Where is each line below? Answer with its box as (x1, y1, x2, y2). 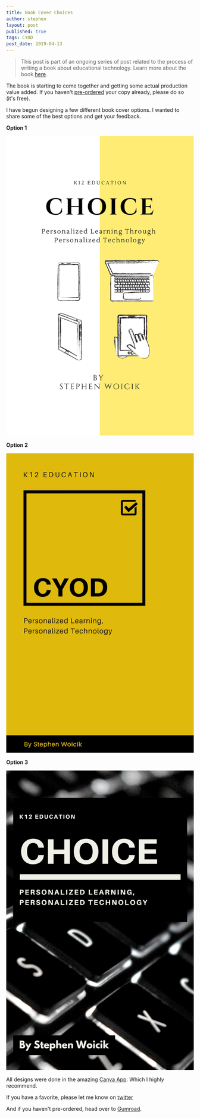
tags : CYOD (6, 35, 33, 41)
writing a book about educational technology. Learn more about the (20, 64, 186, 71)
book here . (20, 71, 48, 77)
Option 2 (6, 441, 28, 449)
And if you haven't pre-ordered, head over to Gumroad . (6, 1106, 142, 1113)
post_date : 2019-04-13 (6, 41, 62, 47)
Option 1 (6, 124, 27, 131)
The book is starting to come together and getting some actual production (6, 82, 187, 89)
